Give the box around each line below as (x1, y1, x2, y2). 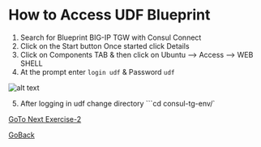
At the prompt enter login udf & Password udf (19, 67, 175, 76)
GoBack (8, 130, 35, 140)
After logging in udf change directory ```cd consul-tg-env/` (19, 98, 216, 108)
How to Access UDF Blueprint (8, 6, 211, 24)
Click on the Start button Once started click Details (19, 41, 190, 50)
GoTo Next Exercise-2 (8, 114, 82, 123)
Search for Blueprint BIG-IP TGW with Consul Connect (19, 32, 202, 42)
